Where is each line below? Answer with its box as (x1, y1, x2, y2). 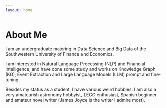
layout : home (5, 7, 33, 13)
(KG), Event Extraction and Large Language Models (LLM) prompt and (5, 71, 150, 77)
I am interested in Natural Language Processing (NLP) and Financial (5, 61, 145, 67)
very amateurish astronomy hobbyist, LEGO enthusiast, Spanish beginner (5, 91, 157, 98)
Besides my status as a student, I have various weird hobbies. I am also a (5, 86, 157, 92)
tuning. (5, 76, 20, 83)
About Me (5, 29, 47, 40)
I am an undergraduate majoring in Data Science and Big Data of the (5, 46, 147, 52)
